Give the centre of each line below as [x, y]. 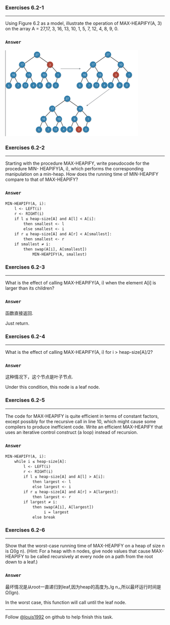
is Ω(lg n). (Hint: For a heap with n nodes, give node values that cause [78, 551]
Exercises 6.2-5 [25, 400]
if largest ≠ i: [40, 502]
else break [44, 517]
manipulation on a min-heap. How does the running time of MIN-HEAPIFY [82, 174]
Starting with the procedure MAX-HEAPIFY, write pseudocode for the [77, 163]
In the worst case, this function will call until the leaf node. [66, 602]
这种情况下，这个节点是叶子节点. [39, 377]
